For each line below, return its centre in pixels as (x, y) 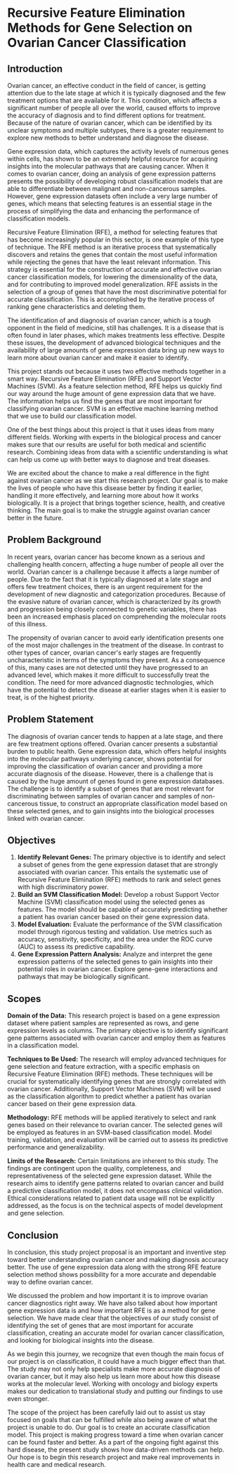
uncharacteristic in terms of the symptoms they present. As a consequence (116, 660)
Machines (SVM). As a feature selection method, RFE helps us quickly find (115, 386)
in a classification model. (43, 1046)
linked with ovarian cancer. (46, 818)
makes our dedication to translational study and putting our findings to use (115, 1391)
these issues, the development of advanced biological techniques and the (114, 343)
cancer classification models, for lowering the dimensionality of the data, (113, 277)
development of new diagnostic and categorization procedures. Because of (117, 594)
